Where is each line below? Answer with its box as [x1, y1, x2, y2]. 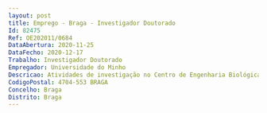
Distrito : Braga [8, 93, 62, 101]
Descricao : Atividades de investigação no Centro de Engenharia [8, 71, 226, 79]
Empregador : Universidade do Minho [8, 64, 126, 72]
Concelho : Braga [8, 85, 62, 94]
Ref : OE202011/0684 [8, 33, 73, 42]
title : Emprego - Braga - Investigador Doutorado [8, 19, 176, 27]
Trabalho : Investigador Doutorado [8, 56, 123, 64]
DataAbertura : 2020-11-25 [8, 41, 94, 49]
